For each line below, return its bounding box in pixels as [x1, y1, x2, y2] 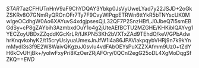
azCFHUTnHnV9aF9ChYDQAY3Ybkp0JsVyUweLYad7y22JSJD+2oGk [23, 5, 192, 12]
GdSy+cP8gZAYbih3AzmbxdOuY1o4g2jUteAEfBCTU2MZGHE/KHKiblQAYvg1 [6, 24, 194, 31]
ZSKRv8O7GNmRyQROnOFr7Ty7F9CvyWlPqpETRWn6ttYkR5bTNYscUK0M [6, 11, 190, 18]
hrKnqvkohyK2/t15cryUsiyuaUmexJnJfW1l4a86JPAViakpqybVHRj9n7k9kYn [6, 37, 191, 44]
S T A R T [6, 5, 23, 12]
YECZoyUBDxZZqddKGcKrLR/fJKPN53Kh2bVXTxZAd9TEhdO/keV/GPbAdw [6, 30, 191, 38]
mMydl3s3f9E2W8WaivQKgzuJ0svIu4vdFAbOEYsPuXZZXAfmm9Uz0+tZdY [6, 43, 192, 50]
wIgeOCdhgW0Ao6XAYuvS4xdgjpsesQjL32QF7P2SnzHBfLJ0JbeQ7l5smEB [6, 18, 192, 24]
